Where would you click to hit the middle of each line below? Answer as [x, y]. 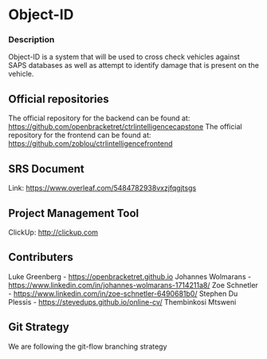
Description [31, 40]
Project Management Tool [74, 213]
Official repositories [59, 99]
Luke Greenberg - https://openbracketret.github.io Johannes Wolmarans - [130, 276]
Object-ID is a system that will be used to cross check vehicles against [124, 57]
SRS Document [47, 169]
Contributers [41, 257]
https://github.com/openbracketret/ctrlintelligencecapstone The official [125, 127]
